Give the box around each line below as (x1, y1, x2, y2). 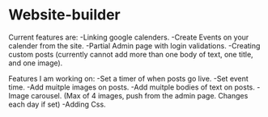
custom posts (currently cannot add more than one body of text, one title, (8, 49, 253, 59)
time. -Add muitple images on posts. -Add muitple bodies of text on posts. (8, 82, 255, 92)
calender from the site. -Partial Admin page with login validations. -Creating (8, 40, 261, 50)
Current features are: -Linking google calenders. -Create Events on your (8, 32, 249, 42)
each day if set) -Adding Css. (8, 99, 107, 109)
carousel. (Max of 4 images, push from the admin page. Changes (31, 90, 249, 100)
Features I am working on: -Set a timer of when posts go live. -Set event (8, 73, 249, 83)
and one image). (8, 58, 63, 68)
